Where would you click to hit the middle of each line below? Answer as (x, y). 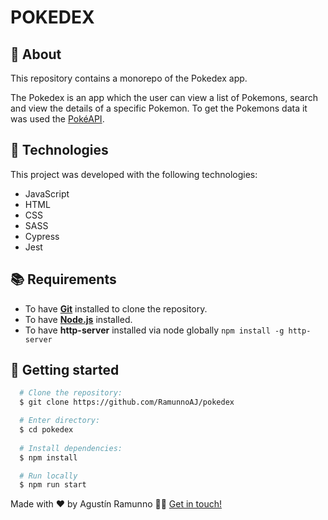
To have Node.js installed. (78, 319)
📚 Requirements (63, 279)
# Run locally (48, 476)
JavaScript (47, 193)
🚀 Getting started (65, 370)
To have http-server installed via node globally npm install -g (154, 330)
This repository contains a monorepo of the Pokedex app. (129, 78)
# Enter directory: (60, 421)
